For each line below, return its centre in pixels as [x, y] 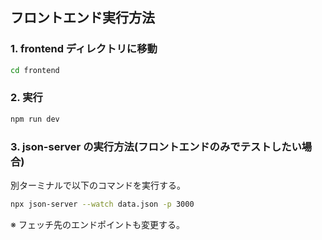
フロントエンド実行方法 [82, 18]
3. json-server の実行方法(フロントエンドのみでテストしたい [156, 146]
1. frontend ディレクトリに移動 [84, 49]
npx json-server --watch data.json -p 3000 [102, 204]
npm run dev [35, 119]
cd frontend [35, 70]
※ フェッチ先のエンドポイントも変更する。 [97, 224]
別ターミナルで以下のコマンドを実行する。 [98, 185]
